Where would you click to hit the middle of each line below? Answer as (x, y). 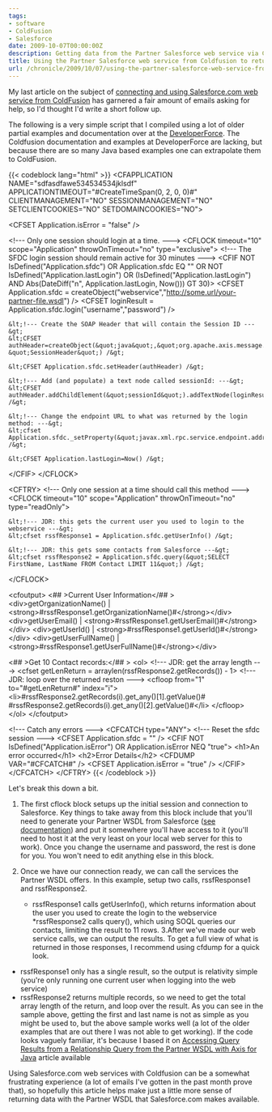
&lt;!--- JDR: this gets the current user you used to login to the (126, 522)
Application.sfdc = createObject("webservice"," (87, 292)
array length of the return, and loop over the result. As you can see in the (142, 1006)
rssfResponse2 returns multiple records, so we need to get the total (133, 997)
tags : (17, 16)
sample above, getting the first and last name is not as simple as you (134, 1014)
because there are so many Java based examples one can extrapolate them (135, 150)
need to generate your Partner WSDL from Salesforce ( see (118, 821)
